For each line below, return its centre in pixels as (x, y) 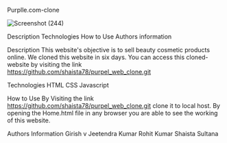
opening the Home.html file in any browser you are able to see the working (112, 113)
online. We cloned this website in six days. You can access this (96, 57)
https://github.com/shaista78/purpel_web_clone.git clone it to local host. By (114, 106)
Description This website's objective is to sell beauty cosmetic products (109, 50)
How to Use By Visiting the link (50, 98)
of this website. (29, 120)
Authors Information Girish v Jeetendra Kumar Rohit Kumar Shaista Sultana (113, 134)
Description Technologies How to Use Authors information (89, 36)
